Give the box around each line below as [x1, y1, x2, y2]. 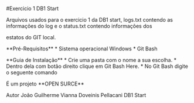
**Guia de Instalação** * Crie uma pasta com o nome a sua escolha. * [6, 57, 177, 63]
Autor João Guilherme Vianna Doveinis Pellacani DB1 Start [6, 92, 147, 98]
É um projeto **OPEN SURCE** [6, 80, 84, 87]
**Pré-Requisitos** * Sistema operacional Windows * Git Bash [6, 45, 158, 52]
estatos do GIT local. [6, 34, 56, 40]
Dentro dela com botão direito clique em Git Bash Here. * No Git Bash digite [6, 63, 189, 70]
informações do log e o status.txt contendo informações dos [6, 23, 152, 29]
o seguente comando [6, 69, 57, 75]
